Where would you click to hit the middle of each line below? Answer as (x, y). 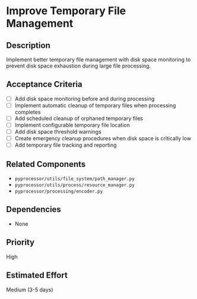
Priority (20, 242)
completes (28, 112)
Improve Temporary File (66, 11)
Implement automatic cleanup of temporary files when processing (95, 105)
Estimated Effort (37, 276)
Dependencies (34, 209)
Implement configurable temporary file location (72, 125)
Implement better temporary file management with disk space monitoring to (99, 60)
